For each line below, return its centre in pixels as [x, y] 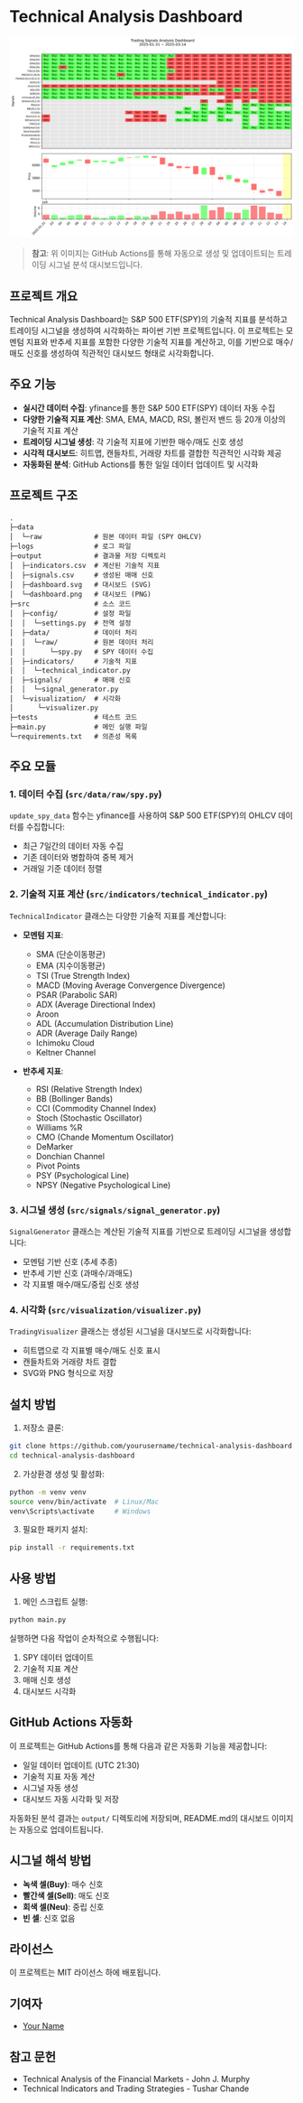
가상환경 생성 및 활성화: [64, 1474]
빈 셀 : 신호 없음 [49, 1918]
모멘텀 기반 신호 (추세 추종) [70, 1262]
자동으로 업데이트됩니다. [61, 1829]
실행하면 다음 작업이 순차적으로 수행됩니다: [84, 1638]
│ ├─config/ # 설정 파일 [70, 613]
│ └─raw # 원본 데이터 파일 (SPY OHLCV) [106, 536]
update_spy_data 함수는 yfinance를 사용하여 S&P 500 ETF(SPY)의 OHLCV [143, 815]
